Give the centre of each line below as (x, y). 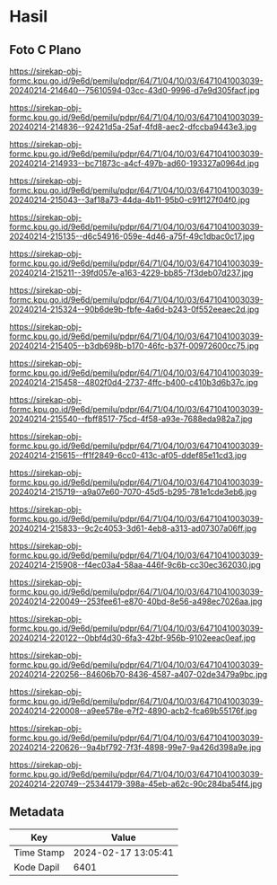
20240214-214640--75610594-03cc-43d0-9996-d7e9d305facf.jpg (134, 90)
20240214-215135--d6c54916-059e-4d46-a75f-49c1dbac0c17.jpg (132, 236)
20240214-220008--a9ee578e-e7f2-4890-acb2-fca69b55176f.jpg (133, 711)
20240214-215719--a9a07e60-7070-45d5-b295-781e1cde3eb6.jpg (133, 492)
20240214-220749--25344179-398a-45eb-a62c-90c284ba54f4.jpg (136, 784)
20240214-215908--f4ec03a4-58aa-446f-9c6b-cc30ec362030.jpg (135, 565)
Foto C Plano (45, 50)
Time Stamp (39, 853)
